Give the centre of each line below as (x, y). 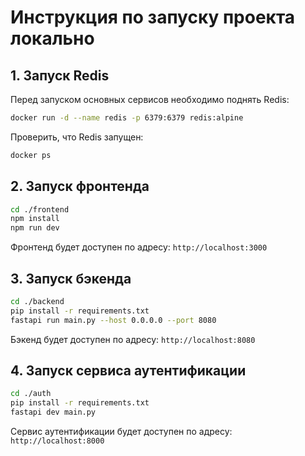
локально (52, 38)
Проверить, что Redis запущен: (77, 137)
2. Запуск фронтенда (80, 186)
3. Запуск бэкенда (71, 278)
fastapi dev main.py (53, 412)
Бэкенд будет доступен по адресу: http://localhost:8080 (133, 339)
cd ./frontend (40, 209)
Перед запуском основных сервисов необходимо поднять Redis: (150, 99)
